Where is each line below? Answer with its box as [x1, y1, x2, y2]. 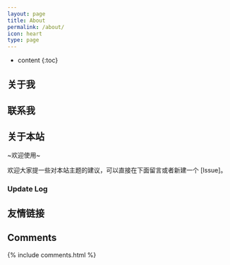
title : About [7, 17, 46, 24]
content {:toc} [17, 56, 59, 64]
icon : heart [7, 30, 42, 37]
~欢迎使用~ [7, 151, 41, 159]
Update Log [7, 184, 48, 194]
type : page [7, 37, 40, 44]
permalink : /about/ [7, 23, 65, 30]
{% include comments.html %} [7, 250, 97, 259]
